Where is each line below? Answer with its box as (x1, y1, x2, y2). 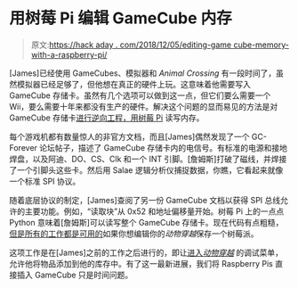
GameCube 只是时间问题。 (34, 269, 133, 280)
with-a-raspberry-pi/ (30, 49, 108, 60)
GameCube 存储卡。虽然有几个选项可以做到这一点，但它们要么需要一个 (9, 90, 271, 101)
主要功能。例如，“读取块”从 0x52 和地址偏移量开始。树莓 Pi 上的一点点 (24, 206, 285, 217)
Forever (9, 142, 38, 152)
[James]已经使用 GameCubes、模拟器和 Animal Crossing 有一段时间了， (9, 68, 277, 78)
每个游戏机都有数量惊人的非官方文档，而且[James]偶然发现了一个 (9, 131, 250, 142)
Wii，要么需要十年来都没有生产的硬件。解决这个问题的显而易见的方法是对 (9, 101, 278, 111)
